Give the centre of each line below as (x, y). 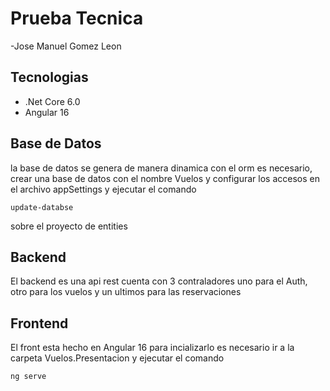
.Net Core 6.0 (52, 101)
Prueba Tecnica (77, 18)
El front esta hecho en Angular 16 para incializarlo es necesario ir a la (152, 348)
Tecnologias (49, 77)
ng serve (28, 377)
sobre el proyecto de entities (69, 226)
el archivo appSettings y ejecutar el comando (103, 189)
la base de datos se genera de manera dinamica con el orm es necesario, (161, 168)
